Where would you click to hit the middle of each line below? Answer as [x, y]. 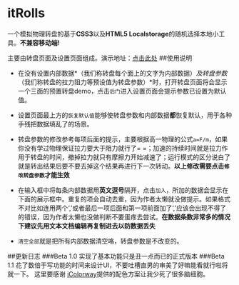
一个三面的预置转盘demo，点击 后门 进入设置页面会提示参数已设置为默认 [122, 91]
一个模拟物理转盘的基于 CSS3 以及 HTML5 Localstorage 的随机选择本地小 [113, 34]
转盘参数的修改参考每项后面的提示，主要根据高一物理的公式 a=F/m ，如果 [123, 139]
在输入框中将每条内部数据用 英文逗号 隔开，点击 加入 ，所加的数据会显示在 [123, 190]
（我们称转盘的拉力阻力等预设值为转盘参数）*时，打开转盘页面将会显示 [122, 82]
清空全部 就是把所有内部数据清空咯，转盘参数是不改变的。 [100, 241]
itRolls [26, 13]
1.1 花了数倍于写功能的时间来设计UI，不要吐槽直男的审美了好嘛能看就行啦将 [118, 265]
